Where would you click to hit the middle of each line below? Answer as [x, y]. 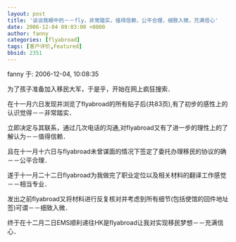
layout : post [26, 14]
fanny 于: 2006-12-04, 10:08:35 [53, 74]
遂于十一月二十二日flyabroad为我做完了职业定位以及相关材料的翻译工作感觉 [117, 175]
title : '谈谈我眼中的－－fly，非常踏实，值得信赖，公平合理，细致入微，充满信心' [113, 20]
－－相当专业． [29, 184]
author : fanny [28, 33]
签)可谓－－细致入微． [39, 208]
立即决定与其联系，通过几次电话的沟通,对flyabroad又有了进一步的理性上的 [114, 127]
